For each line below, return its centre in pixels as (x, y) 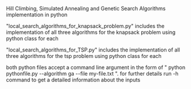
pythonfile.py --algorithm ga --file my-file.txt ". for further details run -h (92, 73)
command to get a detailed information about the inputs (73, 80)
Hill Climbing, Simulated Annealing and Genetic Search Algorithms (86, 8)
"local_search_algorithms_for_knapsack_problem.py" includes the (86, 26)
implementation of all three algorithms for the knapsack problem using (91, 32)
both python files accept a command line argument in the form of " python (96, 67)
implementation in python (37, 15)
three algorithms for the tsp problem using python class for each (84, 56)
